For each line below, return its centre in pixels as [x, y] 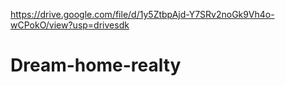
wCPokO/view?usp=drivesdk [70, 25]
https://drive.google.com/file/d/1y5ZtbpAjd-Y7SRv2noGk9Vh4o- [142, 14]
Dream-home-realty [96, 65]
